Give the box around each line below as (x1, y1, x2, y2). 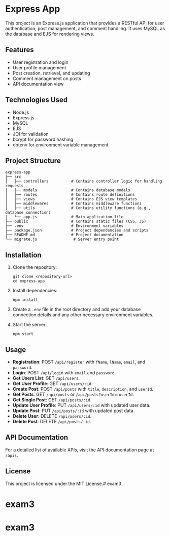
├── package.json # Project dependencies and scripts (5, 228, 149, 233)
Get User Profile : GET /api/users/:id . (12, 380, 93, 387)
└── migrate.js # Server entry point (5, 237, 119, 242)
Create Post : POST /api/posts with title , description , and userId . (12, 386, 154, 392)
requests (5, 183, 24, 189)
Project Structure (5, 156, 61, 165)
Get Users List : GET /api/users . (12, 375, 80, 381)
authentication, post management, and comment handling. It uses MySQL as (5, 25, 165, 31)
